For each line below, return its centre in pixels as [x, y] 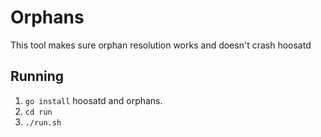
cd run [38, 112]
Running [37, 76]
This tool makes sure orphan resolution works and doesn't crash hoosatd [161, 45]
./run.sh [43, 122]
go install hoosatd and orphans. [93, 100]
